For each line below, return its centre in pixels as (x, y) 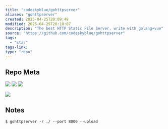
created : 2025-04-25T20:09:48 (37, 19)
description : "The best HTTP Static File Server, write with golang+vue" (85, 29)
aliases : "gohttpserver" (31, 15)
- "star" (19, 43)
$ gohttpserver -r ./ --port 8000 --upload (52, 122)
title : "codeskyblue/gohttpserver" (43, 10)
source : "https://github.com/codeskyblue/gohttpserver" (65, 33)
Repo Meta (23, 72)
